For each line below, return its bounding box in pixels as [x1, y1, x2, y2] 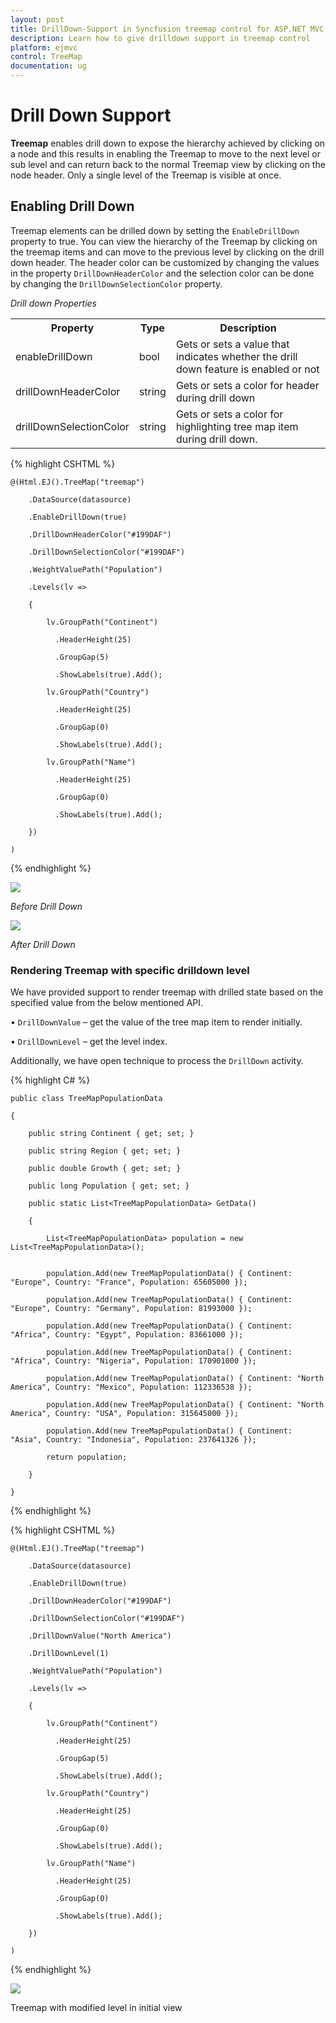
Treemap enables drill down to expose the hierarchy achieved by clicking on [10, 137, 326, 149]
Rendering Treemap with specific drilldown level [10, 963, 250, 977]
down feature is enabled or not [175, 362, 320, 376]
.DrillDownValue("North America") [28, 1631, 172, 1641]
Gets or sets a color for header [175, 378, 320, 392]
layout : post [10, 14, 65, 25]
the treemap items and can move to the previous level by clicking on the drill [10, 246, 325, 258]
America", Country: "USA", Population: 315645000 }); [10, 1409, 240, 1419]
